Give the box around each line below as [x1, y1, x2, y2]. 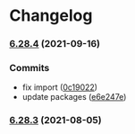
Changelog [9, 5, 93, 26]
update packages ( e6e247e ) [21, 92, 127, 103]
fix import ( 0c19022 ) [21, 82, 98, 93]
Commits [9, 62, 50, 75]
